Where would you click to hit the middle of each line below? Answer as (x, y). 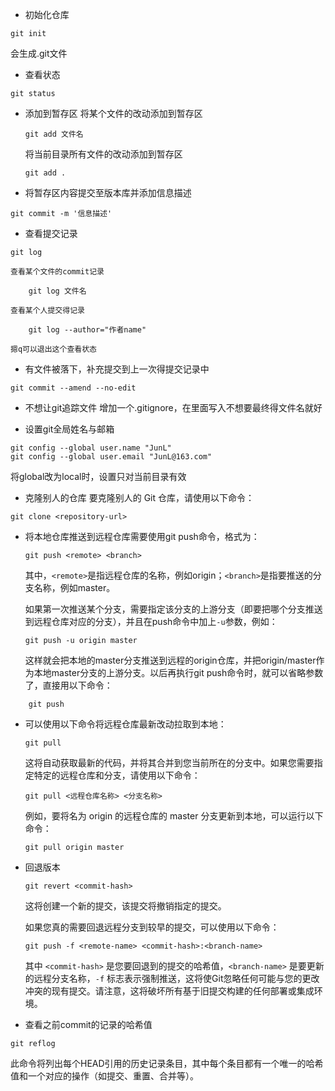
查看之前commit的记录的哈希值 (88, 1024)
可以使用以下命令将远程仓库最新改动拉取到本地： (125, 724)
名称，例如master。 (74, 587)
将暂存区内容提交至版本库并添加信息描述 (108, 192)
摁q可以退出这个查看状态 (53, 349)
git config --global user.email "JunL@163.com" (111, 457)
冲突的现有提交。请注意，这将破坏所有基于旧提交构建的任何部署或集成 (169, 991)
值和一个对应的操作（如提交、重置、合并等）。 (104, 1076)
